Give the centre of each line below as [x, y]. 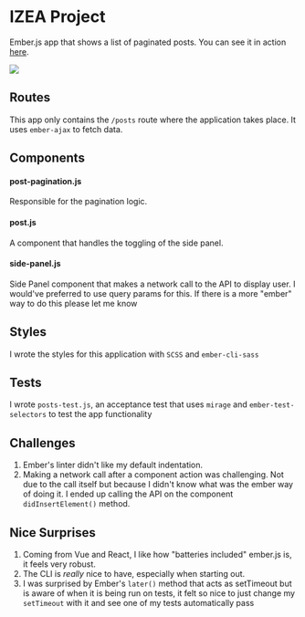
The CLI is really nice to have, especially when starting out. [134, 574]
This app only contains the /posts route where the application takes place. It [153, 120]
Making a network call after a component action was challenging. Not [153, 475]
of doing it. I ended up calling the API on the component [128, 494]
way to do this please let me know [74, 303]
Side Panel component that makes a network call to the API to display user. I [152, 284]
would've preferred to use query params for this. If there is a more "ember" [151, 293]
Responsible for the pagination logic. [79, 202]
